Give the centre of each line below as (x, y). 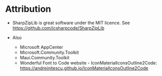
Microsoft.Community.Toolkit (49, 52)
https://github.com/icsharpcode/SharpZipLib (58, 28)
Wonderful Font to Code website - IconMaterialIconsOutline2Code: (88, 63)
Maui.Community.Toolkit (45, 57)
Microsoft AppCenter (41, 47)
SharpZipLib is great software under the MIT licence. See (71, 23)
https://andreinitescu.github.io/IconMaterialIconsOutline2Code (84, 68)
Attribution (28, 9)
